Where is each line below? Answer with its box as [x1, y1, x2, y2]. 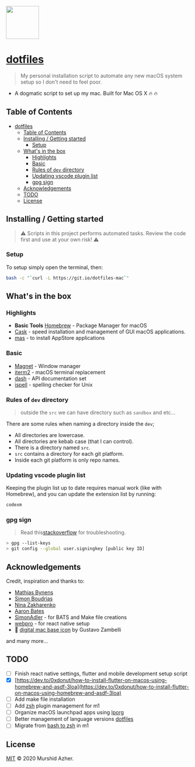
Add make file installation [14, 696, 76, 703]
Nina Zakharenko [14, 601, 56, 608]
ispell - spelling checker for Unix [14, 381, 93, 388]
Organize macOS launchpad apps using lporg [14, 709, 124, 716]
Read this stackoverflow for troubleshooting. [20, 529, 126, 536]
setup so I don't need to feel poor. [20, 78, 102, 85]
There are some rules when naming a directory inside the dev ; [6, 421, 155, 428]
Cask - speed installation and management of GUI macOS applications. [14, 328, 186, 335]
